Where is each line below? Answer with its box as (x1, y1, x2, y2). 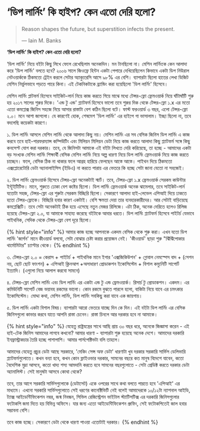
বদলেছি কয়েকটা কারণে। (7, 119, 48, 126)
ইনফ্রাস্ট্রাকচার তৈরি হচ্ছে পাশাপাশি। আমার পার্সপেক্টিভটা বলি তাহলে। (7, 336, 121, 343)
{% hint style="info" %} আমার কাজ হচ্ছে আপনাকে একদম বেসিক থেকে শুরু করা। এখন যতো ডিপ (7, 228, 187, 235)
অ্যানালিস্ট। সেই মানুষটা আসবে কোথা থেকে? (7, 368, 82, 375)
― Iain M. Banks (21, 37, 61, 44)
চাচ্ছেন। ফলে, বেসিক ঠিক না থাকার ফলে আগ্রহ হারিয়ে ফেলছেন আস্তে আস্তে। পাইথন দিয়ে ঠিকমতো (7, 158, 172, 165)
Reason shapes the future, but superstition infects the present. (21, 25, 175, 32)
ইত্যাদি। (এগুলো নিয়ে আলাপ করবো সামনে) (7, 267, 80, 274)
